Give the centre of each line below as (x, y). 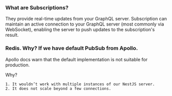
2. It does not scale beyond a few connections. (58, 88)
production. (17, 65)
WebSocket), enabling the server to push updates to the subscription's (80, 30)
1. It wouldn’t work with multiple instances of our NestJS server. (80, 84)
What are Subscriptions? (37, 8)
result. (12, 35)
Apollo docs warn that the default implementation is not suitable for (77, 59)
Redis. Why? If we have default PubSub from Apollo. (72, 49)
